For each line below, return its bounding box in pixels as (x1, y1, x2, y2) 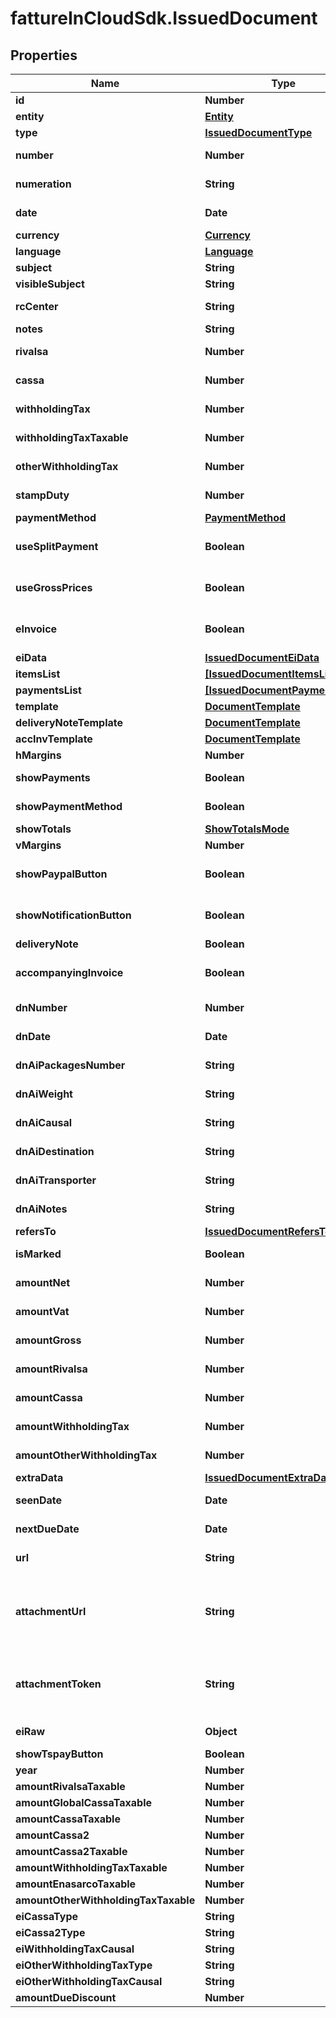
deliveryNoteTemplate (15, 716, 124, 729)
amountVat (15, 1305, 70, 1318)
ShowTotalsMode (204, 822, 290, 836)
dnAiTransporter (15, 1173, 97, 1187)
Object (204, 1725, 238, 1738)
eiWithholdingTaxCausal (15, 1942, 135, 1956)
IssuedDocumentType (204, 126, 313, 139)
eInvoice (15, 622, 58, 636)
